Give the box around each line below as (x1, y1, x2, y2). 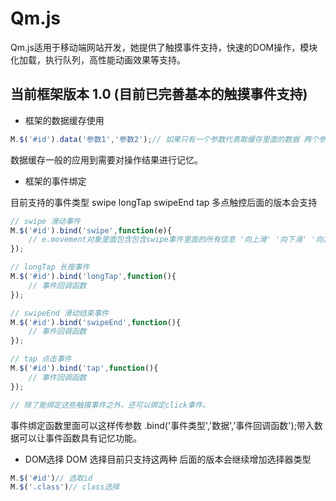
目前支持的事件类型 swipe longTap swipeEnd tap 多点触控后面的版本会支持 (10, 196, 318, 208)
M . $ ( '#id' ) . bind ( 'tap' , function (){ (10, 363, 159, 373)
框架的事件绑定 (24, 175, 87, 187)
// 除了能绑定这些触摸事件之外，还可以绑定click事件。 (10, 400, 210, 410)
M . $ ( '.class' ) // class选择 (10, 482, 120, 492)
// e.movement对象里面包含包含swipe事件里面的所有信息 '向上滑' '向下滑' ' (28, 235, 317, 245)
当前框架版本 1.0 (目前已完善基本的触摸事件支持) (10, 86, 308, 103)
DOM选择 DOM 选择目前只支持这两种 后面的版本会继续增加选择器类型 (24, 453, 312, 465)
